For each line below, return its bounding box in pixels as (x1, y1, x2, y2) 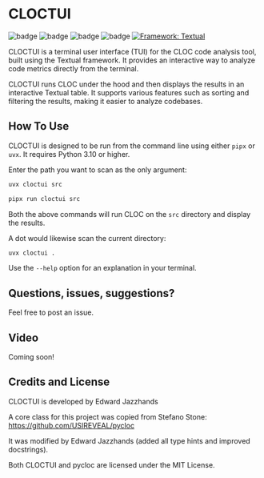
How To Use (8, 119, 70, 133)
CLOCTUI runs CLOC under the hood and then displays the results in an (8, 79, 245, 89)
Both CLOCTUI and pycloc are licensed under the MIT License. (8, 460, 215, 469)
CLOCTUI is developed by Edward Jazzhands (8, 396, 158, 406)
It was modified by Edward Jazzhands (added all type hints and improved (8, 436, 250, 445)
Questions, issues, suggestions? (8, 286, 175, 300)
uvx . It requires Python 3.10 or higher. (8, 149, 130, 159)
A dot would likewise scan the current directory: (8, 233, 166, 243)
